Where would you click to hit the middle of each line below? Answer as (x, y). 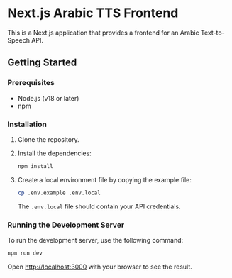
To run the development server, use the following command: (95, 240)
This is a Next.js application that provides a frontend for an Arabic (104, 33)
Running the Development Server (66, 225)
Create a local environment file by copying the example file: (104, 179)
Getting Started (42, 63)
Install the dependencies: (55, 153)
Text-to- (213, 33)
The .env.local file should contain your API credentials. (99, 206)
